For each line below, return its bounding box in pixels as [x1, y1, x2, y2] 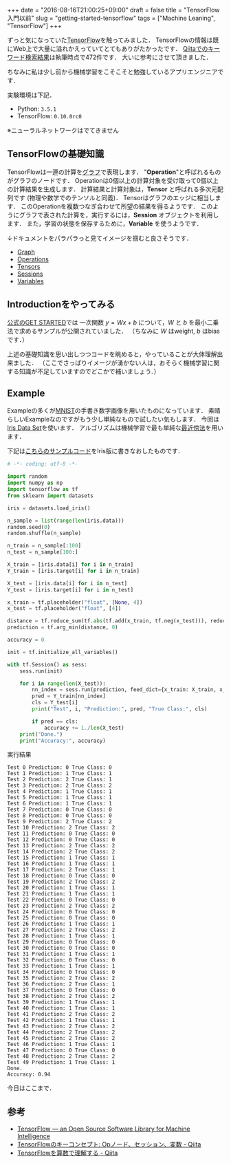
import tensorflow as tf [7, 486, 78, 493]
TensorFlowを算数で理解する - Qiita [16, 1149, 118, 1157]
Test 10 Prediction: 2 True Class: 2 [7, 825, 115, 832]
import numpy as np [7, 479, 63, 487]
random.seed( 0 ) [7, 523, 51, 530]
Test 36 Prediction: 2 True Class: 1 [7, 981, 115, 988]
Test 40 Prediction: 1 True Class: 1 [7, 1005, 115, 1012]
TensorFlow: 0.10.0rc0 [16, 112, 82, 120]
